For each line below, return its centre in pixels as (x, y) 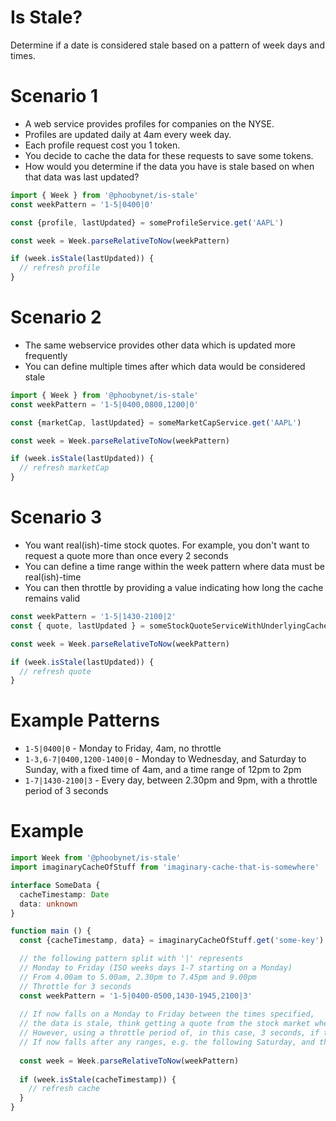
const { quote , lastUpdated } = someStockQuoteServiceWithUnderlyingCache (169, 626)
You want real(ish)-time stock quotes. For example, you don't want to (167, 545)
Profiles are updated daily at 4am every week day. (128, 134)
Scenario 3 (56, 517)
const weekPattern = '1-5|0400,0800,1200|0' (104, 404)
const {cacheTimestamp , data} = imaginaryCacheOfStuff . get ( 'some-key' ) (172, 941)
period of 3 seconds (66, 791)
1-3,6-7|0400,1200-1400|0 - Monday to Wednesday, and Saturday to (165, 759)
